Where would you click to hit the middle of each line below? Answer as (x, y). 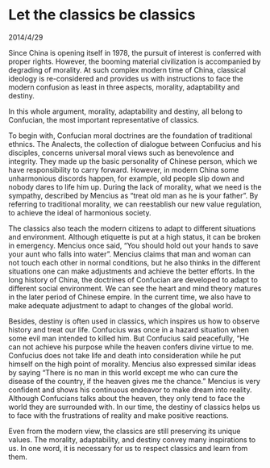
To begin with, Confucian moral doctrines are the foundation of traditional (130, 136)
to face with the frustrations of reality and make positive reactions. (119, 415)
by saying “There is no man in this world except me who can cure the (123, 372)
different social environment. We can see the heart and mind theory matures (135, 288)
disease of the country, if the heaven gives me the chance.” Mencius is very (134, 381)
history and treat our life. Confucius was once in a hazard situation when (129, 329)
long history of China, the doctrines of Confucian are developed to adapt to (133, 279)
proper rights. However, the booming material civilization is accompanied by (135, 61)
